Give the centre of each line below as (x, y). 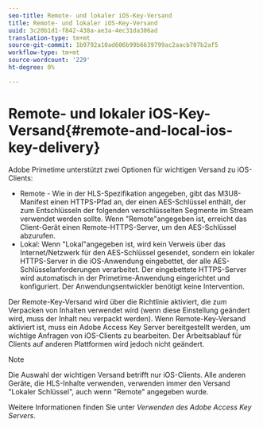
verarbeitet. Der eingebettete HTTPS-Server (174, 269)
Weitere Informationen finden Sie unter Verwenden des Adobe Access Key (130, 407)
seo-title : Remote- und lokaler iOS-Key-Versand (90, 16)
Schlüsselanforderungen (60, 269)
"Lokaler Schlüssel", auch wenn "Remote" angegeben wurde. (108, 391)
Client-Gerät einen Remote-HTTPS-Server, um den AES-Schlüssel (128, 227)
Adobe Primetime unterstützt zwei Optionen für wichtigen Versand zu (122, 169)
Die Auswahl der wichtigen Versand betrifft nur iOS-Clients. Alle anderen (127, 375)
